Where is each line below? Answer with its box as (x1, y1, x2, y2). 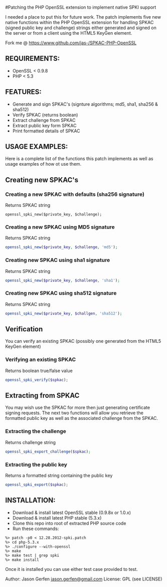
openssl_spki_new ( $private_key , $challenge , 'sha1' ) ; (5, 278, 120, 283)
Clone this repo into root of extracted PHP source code (12, 520, 126, 526)
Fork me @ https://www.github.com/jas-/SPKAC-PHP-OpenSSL (5, 40, 137, 46)
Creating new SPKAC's (5, 176, 79, 184)
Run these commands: (12, 526, 59, 532)
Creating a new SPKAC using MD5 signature (5, 224, 115, 231)
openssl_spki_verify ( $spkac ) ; (5, 377, 69, 382)
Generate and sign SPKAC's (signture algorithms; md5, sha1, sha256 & (12, 101, 158, 107)
